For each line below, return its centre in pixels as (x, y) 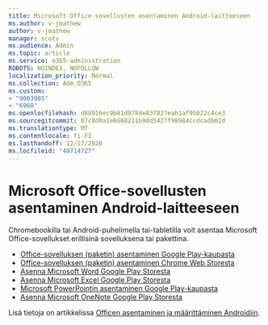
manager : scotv (34, 38)
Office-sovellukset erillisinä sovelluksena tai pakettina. (98, 239)
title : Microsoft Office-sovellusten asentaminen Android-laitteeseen (130, 16)
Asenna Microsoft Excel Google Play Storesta (95, 280)
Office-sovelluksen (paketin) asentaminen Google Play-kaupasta (128, 254)
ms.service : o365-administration (65, 61)
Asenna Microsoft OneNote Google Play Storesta (101, 297)
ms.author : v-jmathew (45, 23)
